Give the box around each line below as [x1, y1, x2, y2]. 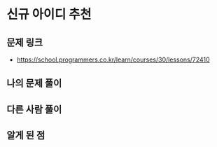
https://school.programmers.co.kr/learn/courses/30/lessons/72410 [16, 55, 211, 64]
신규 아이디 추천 [6, 6, 92, 22]
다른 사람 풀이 [6, 103, 62, 115]
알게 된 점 [6, 129, 45, 141]
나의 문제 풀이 [6, 78, 62, 90]
